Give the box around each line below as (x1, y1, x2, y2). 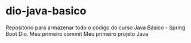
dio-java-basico (5, 4, 87, 18)
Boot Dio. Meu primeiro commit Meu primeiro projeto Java (5, 30, 149, 37)
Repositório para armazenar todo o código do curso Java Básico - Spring (5, 24, 186, 31)
